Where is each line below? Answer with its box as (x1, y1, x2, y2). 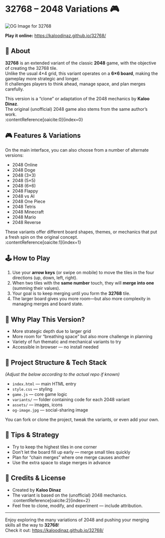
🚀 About (5, 47, 30, 55)
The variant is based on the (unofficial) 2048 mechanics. (12, 492, 127, 498)
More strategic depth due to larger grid (12, 328, 91, 334)
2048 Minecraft (12, 209, 44, 215)
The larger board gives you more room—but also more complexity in (12, 296, 151, 302)
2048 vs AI (12, 193, 35, 199)
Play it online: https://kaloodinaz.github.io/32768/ (5, 32, 107, 38)
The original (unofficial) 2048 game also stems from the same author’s (5, 106, 148, 112)
